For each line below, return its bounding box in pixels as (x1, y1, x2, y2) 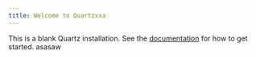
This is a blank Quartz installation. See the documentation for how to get (8, 33, 248, 43)
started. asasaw (8, 41, 62, 52)
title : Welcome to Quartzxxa (8, 11, 106, 20)
